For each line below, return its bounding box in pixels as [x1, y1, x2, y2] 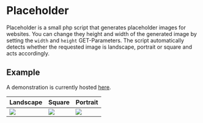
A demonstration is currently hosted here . [6, 83, 111, 91]
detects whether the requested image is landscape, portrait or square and [6, 43, 193, 51]
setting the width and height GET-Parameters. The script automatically [6, 37, 185, 44]
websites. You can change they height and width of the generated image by [6, 30, 197, 37]
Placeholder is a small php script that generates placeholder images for [6, 24, 186, 31]
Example [6, 68, 40, 78]
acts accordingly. [6, 49, 50, 57]
